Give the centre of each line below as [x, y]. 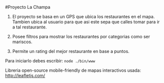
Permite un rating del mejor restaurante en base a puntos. [71, 51]
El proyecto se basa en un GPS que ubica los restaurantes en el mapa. [83, 16]
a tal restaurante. [29, 27]
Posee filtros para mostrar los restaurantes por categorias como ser [81, 37]
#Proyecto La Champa [28, 7]
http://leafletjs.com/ [25, 75]
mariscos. [22, 42]
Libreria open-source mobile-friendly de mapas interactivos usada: [73, 70]
